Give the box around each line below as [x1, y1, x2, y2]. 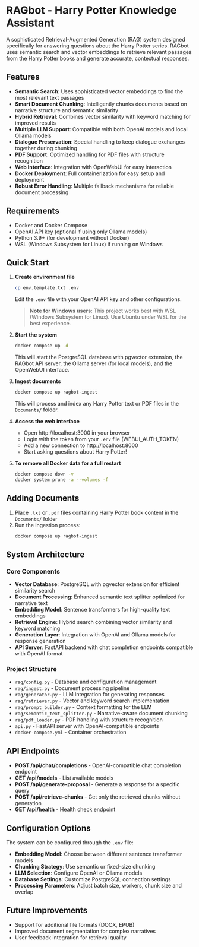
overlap [14, 888, 34, 895]
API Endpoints [6, 746, 60, 756]
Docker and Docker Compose [14, 221, 88, 229]
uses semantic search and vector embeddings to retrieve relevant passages [6, 48, 192, 55]
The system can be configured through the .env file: [6, 839, 134, 846]
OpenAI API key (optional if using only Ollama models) [14, 228, 147, 235]
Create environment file [14, 274, 75, 281]
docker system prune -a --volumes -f [14, 476, 109, 483]
